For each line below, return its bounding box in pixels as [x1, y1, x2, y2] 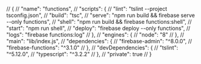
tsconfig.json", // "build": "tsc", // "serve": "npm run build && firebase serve [6, 12, 195, 19]
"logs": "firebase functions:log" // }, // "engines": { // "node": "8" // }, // [6, 31, 185, 38]
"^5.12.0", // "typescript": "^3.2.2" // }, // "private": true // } [6, 51, 152, 57]
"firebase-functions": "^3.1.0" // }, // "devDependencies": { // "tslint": [6, 44, 178, 51]
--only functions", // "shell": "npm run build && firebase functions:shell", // [6, 18, 192, 25]
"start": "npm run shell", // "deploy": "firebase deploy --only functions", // [6, 24, 191, 32]
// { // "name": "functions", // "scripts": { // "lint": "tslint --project [6, 5, 167, 12]
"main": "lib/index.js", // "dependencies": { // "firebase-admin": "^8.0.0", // [6, 38, 192, 44]
